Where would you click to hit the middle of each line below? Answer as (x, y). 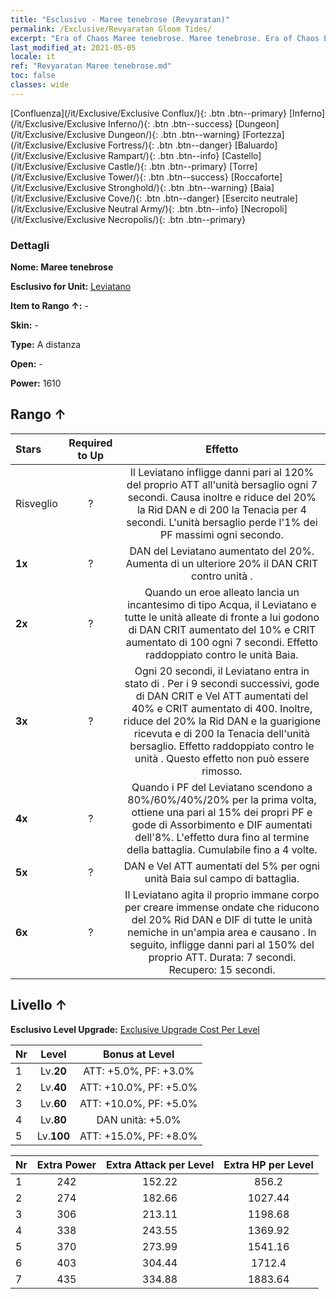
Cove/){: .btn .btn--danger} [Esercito (183, 198)
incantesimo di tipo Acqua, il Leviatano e (222, 604)
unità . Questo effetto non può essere (222, 758)
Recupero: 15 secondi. (222, 969)
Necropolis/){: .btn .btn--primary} (177, 219)
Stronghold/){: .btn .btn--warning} (178, 187)
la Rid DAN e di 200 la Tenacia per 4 (221, 509)
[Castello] (241, 155)
